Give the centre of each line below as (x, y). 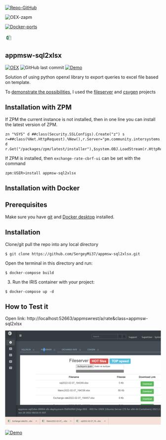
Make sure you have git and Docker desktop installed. (60, 217)
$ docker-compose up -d (30, 291)
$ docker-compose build (30, 273)
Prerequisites (26, 205)
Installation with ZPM (39, 107)
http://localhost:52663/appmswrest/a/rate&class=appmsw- (87, 319)
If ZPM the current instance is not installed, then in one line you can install (80, 119)
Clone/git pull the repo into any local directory (52, 244)
